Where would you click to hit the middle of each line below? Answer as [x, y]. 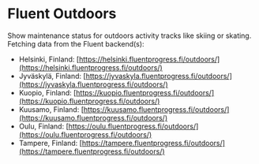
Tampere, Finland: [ [50, 143]
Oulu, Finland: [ [43, 126]
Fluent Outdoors [62, 14]
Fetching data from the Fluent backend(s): [76, 43]
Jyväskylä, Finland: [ [52, 76]
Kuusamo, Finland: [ [51, 109]
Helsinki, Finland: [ [49, 59]
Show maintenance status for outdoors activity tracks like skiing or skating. [129, 35]
